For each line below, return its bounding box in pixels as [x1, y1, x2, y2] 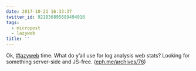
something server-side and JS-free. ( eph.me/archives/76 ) [6, 58, 146, 65]
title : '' [6, 36, 31, 42]
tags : [6, 19, 19, 25]
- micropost [11, 25, 41, 31]
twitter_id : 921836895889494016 [6, 14, 85, 20]
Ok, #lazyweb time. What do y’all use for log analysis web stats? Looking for [6, 52, 190, 59]
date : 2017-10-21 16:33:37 [6, 8, 72, 15]
